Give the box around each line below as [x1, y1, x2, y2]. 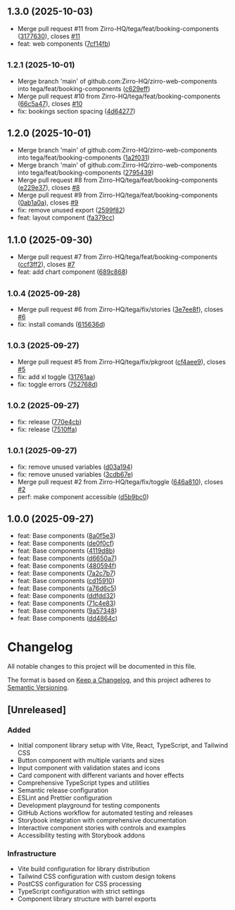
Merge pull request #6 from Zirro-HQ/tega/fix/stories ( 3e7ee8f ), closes [17, 305, 224, 313]
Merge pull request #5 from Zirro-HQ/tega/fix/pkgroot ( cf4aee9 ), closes [17, 357, 227, 366]
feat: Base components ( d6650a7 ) [17, 554, 118, 563]
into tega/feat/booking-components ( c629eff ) [17, 84, 151, 92]
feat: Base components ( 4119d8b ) [17, 546, 115, 555]
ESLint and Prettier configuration [17, 794, 113, 802]
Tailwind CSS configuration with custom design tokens [17, 872, 176, 881]
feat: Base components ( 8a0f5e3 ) [17, 532, 116, 540]
